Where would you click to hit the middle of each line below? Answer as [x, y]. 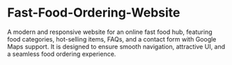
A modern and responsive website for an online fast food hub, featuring [110, 32]
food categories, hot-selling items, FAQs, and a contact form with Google [112, 39]
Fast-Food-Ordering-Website [94, 13]
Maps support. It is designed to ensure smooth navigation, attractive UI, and [116, 46]
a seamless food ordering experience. [62, 54]
